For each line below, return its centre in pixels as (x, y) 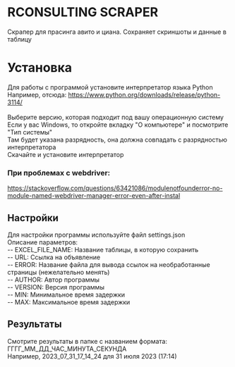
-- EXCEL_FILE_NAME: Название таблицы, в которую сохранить (103, 249)
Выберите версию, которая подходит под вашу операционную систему (116, 117)
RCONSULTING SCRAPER (83, 12)
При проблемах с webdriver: (59, 173)
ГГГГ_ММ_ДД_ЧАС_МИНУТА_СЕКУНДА (67, 349)
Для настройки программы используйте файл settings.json (96, 235)
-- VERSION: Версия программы (56, 287)
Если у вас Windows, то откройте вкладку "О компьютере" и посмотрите (118, 125)
